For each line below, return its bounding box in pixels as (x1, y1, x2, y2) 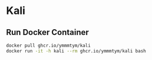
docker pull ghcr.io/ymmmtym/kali (6, 43, 91, 48)
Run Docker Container (6, 27, 90, 37)
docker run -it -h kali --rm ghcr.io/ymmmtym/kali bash (6, 48, 146, 54)
